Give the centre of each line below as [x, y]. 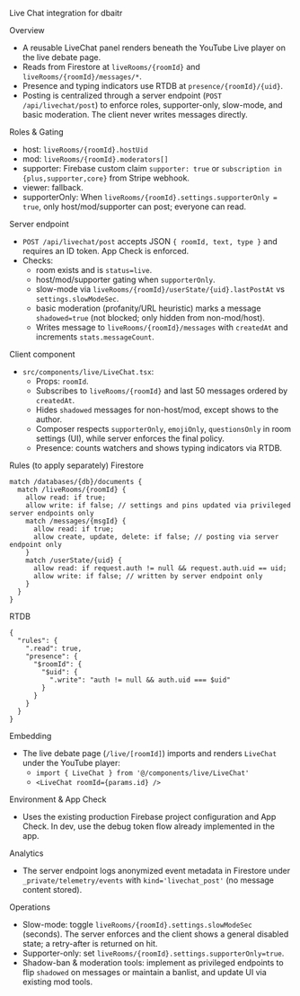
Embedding [31, 736]
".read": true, [54, 648]
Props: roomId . [62, 381]
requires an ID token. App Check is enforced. [106, 251]
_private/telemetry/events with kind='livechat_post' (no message [148, 880]
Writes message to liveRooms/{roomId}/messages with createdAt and [162, 327]
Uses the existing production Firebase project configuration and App [149, 817]
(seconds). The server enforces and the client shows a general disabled [155, 934]
